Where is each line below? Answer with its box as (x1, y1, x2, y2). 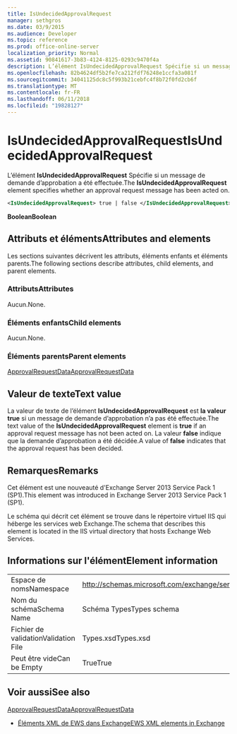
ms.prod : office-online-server (7, 43, 99, 50)
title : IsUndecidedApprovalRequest (7, 10, 112, 18)
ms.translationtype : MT (7, 83, 78, 90)
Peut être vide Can (11, 654, 71, 663)
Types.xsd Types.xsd (82, 633, 151, 643)
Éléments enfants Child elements (7, 318, 121, 327)
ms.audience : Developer (7, 30, 78, 37)
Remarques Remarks (7, 464, 99, 476)
